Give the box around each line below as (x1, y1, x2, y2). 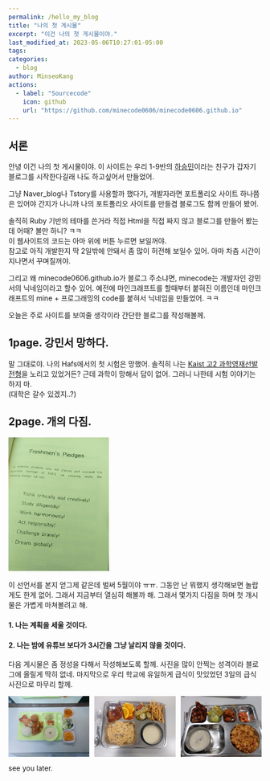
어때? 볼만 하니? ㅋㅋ (16, 226, 82, 236)
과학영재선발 (219, 358, 259, 369)
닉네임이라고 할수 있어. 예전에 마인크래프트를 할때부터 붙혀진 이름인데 (22, 284, 240, 293)
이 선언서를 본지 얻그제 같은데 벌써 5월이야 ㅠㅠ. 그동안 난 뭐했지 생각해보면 (8, 580, 243, 590)
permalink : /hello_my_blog (8, 13, 99, 21)
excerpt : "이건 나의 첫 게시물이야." (8, 30, 118, 38)
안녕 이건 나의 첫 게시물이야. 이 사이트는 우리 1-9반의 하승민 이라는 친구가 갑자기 (8, 162, 257, 172)
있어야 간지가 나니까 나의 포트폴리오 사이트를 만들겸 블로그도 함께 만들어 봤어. (16, 199, 260, 209)
